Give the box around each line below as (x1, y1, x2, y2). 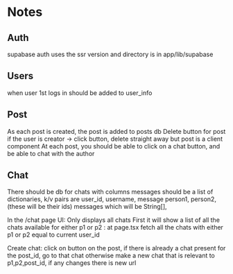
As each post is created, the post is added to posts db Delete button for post (7, 127, 226, 135)
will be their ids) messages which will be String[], (26, 203, 168, 211)
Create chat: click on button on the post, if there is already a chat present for (7, 244, 226, 252)
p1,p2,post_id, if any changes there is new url (7, 259, 137, 267)
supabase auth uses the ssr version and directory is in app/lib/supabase (7, 50, 214, 58)
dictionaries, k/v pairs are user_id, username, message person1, (7, 195, 189, 203)
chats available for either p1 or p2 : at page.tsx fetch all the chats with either (7, 223, 224, 232)
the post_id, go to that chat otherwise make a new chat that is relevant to (7, 251, 215, 260)
